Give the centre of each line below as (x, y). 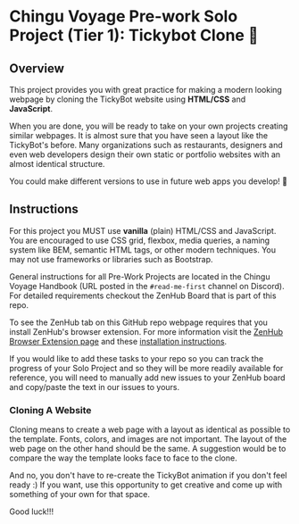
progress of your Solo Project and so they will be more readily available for (146, 368)
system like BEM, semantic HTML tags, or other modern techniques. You (143, 250)
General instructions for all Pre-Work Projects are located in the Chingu (140, 276)
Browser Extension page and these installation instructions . (118, 341)
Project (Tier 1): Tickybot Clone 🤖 (134, 35)
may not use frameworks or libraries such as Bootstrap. (111, 259)
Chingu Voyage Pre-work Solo (124, 17)
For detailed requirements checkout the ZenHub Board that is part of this (143, 295)
